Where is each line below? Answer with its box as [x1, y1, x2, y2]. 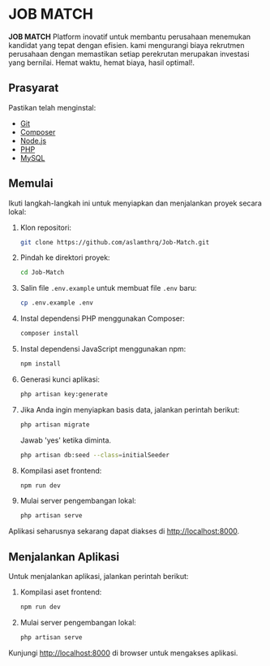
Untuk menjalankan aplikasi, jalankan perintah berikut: [8, 572, 189, 582]
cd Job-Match [19, 269, 65, 277]
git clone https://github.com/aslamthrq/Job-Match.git [19, 238, 210, 246]
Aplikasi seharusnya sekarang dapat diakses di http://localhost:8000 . [8, 526, 240, 536]
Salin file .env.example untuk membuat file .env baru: [19, 283, 197, 293]
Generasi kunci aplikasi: [19, 374, 100, 384]
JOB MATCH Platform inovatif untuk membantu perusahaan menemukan [8, 32, 251, 41]
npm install [19, 360, 61, 368]
